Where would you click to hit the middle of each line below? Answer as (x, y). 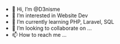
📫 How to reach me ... (39, 35)
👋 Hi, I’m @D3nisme (36, 9)
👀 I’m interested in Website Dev (50, 15)
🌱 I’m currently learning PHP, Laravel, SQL (63, 22)
